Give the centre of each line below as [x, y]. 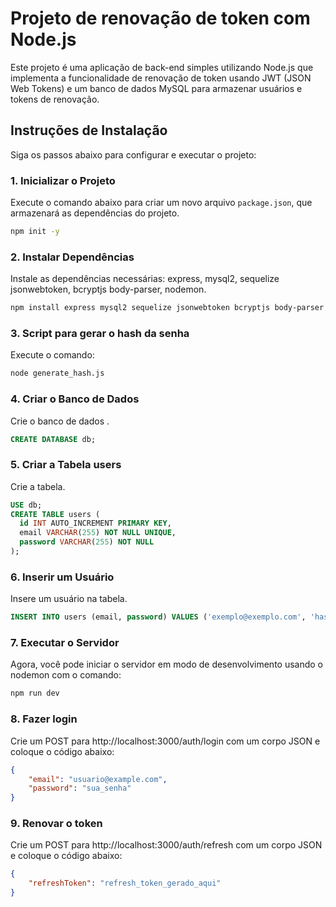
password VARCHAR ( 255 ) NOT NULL [87, 542]
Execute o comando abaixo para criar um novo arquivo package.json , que [161, 203]
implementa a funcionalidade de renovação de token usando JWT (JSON [161, 78]
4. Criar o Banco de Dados [75, 399]
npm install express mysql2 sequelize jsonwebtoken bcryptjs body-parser [167, 308]
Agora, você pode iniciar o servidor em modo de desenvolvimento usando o [167, 664]
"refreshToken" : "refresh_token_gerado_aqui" [125, 883]
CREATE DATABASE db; [53, 439]
